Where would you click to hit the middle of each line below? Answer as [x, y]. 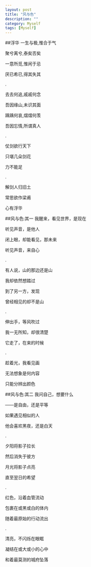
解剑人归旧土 [18, 187]
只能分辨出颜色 [20, 384]
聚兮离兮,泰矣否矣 [23, 53]
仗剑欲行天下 [18, 146]
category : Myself [23, 23]
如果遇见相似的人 [22, 415]
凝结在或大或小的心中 [27, 549]
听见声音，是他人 [22, 229]
